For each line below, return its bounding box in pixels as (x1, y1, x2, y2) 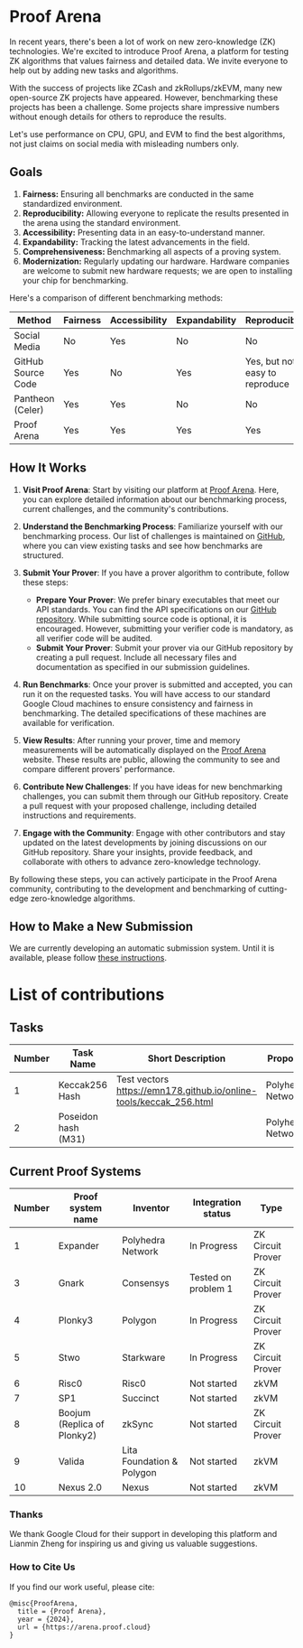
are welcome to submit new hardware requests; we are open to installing (22, 265, 293, 276)
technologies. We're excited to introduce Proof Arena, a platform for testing (9, 45, 289, 56)
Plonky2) (58, 1429, 97, 1442)
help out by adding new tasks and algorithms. (9, 65, 179, 76)
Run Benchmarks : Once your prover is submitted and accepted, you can (22, 679, 293, 690)
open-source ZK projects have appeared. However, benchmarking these (9, 92, 279, 103)
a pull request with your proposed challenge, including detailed (22, 800, 257, 811)
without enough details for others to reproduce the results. (9, 111, 227, 122)
